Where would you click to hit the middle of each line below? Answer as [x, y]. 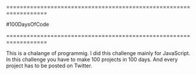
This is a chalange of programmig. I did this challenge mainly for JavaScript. [98, 53]
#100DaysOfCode [28, 24]
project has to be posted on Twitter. [49, 66]
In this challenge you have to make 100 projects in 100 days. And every [92, 59]
